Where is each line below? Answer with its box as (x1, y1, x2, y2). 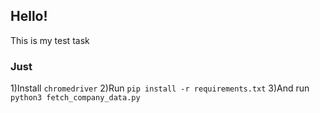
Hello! (10, 8, 48, 25)
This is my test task (10, 34, 90, 46)
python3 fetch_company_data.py (10, 93, 141, 103)
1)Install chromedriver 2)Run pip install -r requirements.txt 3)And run (10, 82, 310, 94)
